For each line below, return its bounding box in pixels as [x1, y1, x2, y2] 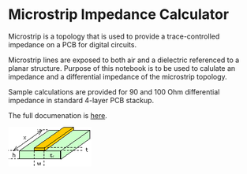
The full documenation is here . [8, 110, 108, 120]
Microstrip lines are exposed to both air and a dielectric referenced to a [8, 55, 240, 65]
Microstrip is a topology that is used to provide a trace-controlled [8, 31, 220, 41]
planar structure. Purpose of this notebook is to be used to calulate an [8, 63, 236, 72]
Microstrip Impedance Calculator [8, 6, 230, 24]
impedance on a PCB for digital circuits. [8, 39, 137, 49]
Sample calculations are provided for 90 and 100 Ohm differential [8, 87, 220, 96]
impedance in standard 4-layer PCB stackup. [8, 95, 155, 105]
